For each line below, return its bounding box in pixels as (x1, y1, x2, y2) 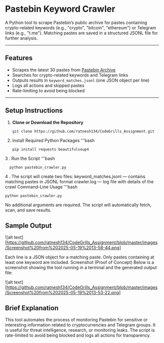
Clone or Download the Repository (12, 119, 84, 125)
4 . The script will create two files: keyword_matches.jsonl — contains (5, 173, 145, 179)
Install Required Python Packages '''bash (12, 138, 95, 144)
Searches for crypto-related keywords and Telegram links (12, 72, 128, 78)
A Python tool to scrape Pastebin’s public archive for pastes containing (5, 20, 147, 25)
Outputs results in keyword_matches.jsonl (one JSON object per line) (12, 77, 150, 83)
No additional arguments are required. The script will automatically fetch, (5, 202, 152, 208)
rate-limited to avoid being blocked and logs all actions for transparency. (5, 332, 151, 338)
